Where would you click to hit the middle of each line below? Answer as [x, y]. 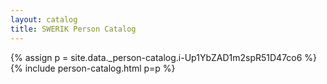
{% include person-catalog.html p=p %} [93, 68]
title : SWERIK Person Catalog [73, 29]
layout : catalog [44, 19]
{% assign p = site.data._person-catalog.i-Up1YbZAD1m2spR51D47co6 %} [164, 57]
